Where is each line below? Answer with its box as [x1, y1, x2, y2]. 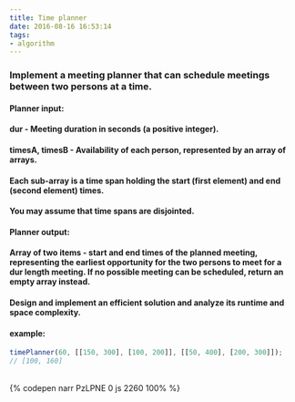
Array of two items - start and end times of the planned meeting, [9, 247, 258, 258]
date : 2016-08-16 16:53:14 [9, 22, 112, 31]
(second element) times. [9, 184, 105, 196]
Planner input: [9, 102, 65, 114]
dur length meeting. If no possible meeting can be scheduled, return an [9, 266, 284, 278]
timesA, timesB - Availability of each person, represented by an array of [9, 144, 287, 155]
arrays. [9, 154, 38, 165]
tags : [9, 30, 30, 39]
